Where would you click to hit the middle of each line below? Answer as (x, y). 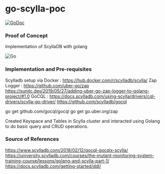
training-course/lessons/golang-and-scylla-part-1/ (57, 160)
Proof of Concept (26, 36)
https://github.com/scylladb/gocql (92, 101)
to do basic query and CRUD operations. (47, 126)
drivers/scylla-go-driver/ (30, 101)
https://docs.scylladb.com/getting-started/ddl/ (53, 166)
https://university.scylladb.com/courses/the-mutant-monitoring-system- (80, 155)
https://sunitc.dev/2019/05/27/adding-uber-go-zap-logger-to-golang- (77, 91)
